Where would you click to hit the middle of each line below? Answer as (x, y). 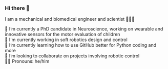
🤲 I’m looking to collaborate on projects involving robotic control (72, 56)
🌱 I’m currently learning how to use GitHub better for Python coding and (81, 45)
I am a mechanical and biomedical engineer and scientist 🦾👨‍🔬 (70, 19)
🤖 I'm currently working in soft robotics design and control (66, 40)
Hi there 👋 (17, 8)
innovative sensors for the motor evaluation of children (62, 34)
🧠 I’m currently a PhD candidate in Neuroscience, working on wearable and (84, 29)
